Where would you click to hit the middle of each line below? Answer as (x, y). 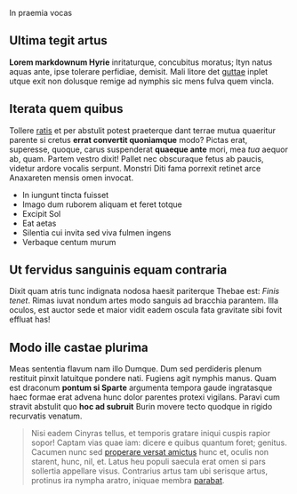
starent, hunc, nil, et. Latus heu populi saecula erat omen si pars (148, 462)
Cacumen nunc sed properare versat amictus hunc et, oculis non (150, 452)
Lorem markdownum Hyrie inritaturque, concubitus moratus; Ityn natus (141, 62)
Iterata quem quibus (66, 109)
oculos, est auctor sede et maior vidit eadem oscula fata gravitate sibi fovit (146, 310)
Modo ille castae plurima (79, 347)
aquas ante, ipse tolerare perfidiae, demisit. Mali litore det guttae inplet (139, 71)
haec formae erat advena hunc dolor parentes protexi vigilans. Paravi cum (144, 397)
